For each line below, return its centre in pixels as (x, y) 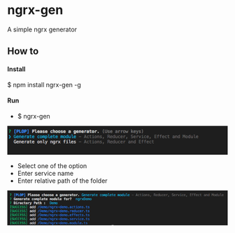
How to (23, 51)
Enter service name (45, 174)
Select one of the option (52, 166)
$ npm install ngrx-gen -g (44, 84)
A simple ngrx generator (42, 29)
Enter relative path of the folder (62, 181)
